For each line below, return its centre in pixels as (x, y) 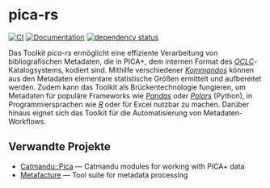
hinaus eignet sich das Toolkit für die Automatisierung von (105, 113)
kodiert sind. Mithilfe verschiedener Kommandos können (160, 69)
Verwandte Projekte (60, 147)
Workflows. (27, 121)
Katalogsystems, (36, 69)
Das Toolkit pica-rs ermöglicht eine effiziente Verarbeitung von (113, 52)
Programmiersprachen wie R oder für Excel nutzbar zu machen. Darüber (129, 104)
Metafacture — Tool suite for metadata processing (104, 174)
